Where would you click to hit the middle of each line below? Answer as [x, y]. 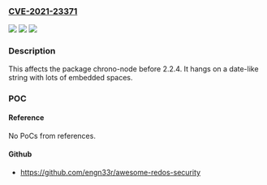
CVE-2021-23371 [43, 11]
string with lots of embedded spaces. [71, 77]
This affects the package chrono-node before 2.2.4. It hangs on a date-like [133, 69]
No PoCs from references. [52, 136]
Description [32, 51]
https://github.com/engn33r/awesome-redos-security [110, 172]
